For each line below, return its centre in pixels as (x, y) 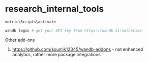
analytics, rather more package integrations (56, 54)
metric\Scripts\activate (30, 22)
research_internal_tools (55, 9)
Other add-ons (20, 40)
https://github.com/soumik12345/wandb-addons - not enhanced (78, 49)
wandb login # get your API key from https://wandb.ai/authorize (73, 31)
